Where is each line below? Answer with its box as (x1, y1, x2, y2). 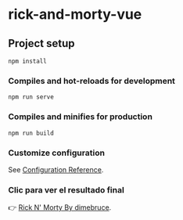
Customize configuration (8, 147, 106, 158)
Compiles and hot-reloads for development (8, 75, 176, 86)
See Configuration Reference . (8, 164, 104, 174)
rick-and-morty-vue (8, 5, 142, 23)
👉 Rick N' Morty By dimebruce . (8, 203, 112, 212)
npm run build (8, 129, 55, 137)
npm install (8, 57, 47, 65)
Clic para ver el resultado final (8, 184, 125, 195)
